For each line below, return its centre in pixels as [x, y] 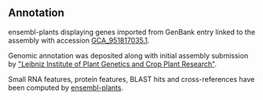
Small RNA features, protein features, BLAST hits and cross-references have [131, 79]
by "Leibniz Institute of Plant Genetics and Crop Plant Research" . [113, 64]
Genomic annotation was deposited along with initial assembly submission [128, 55]
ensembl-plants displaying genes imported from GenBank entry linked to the [132, 31]
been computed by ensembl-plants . [66, 87]
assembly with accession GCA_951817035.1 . [79, 40]
